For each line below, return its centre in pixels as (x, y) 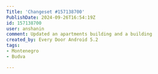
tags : (13, 46)
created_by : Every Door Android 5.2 (52, 40)
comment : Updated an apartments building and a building (79, 34)
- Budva (16, 57)
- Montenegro (23, 51)
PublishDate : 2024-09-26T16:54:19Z (51, 17)
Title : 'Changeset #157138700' (46, 12)
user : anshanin (25, 29)
